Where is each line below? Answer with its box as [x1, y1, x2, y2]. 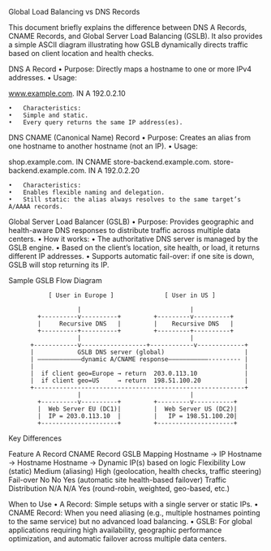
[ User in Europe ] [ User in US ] [48, 291, 217, 299]
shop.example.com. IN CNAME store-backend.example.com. [8, 157, 213, 166]
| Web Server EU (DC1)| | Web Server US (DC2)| [37, 405, 238, 413]
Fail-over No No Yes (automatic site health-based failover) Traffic [8, 475, 227, 484]
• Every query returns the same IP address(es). [8, 118, 183, 127]
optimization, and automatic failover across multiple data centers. [8, 534, 227, 543]
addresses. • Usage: [8, 73, 77, 82]
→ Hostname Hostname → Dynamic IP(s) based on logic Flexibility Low [8, 458, 246, 467]
